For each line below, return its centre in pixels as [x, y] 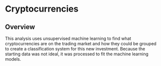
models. [13, 59]
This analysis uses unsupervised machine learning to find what [68, 38]
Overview [20, 27]
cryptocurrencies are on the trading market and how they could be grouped [81, 44]
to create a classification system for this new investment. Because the [75, 49]
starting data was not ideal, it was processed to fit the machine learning [77, 54]
